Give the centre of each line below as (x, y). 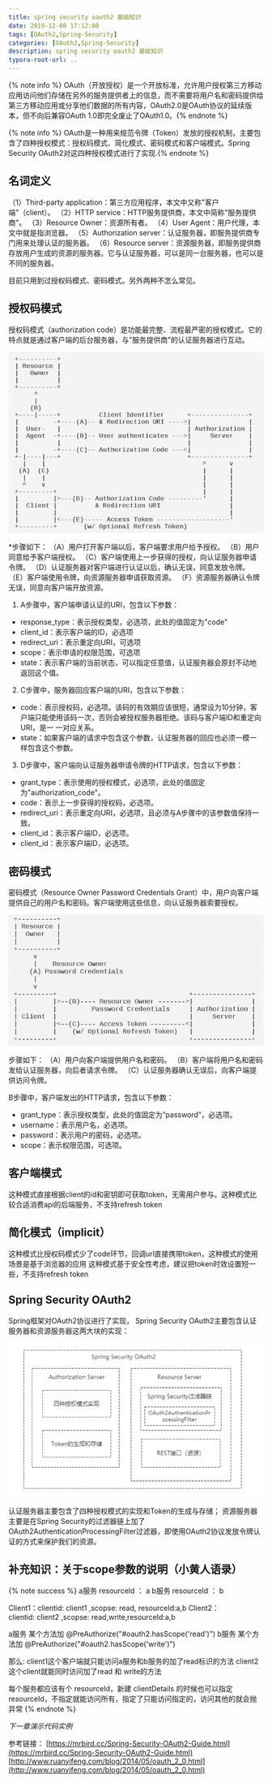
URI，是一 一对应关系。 (59, 727)
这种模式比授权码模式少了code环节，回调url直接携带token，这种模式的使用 (133, 1254)
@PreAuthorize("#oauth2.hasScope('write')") (100, 1643)
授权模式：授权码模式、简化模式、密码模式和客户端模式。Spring (143, 143)
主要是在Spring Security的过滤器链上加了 (77, 1521)
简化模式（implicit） (59, 1233)
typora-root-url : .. (43, 60)
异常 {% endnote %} (42, 1708)
